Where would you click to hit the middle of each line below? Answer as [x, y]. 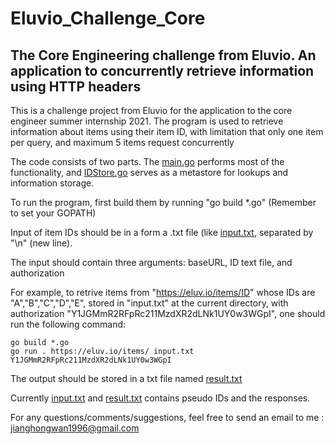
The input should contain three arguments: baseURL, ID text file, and [151, 262]
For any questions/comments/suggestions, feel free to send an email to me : [167, 417]
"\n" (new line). [41, 243]
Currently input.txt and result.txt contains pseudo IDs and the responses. [160, 398]
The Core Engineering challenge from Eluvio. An [163, 55]
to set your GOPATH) [53, 213]
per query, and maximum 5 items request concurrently [122, 142]
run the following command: [68, 324]
